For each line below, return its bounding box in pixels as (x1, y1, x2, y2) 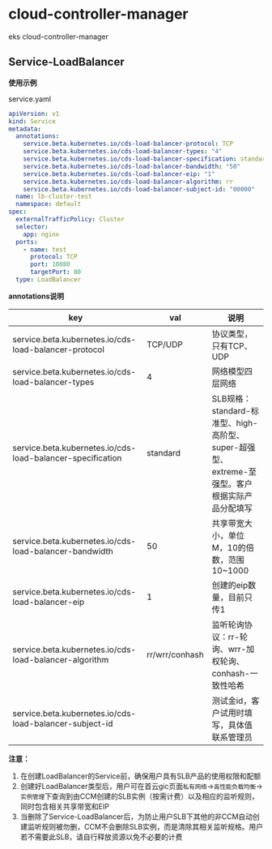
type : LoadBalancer (15, 276, 82, 284)
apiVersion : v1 (8, 109, 60, 118)
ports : (15, 238, 38, 246)
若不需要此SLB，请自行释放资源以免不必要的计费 (19, 832, 183, 842)
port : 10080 (29, 260, 70, 268)
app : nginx (23, 230, 60, 238)
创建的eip (211, 579, 249, 590)
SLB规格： (211, 392, 252, 404)
